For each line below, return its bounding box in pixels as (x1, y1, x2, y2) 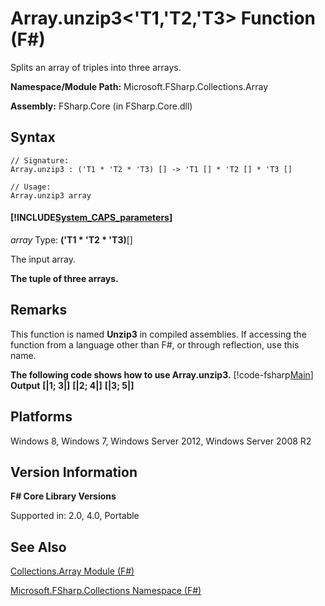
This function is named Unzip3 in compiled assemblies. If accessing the (10, 328, 307, 340)
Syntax (10, 129, 56, 146)
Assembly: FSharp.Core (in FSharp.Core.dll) (10, 100, 193, 112)
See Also (10, 538, 67, 556)
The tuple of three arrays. (10, 272, 119, 284)
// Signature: (10, 155, 70, 166)
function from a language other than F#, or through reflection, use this (10, 338, 300, 351)
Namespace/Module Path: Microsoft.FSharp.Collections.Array (10, 80, 268, 92)
